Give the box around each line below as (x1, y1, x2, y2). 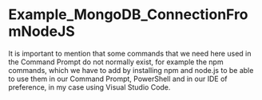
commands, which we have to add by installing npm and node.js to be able (8, 65, 254, 75)
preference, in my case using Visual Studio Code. (8, 82, 171, 92)
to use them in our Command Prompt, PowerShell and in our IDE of (8, 74, 228, 83)
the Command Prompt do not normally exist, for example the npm (8, 57, 224, 67)
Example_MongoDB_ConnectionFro (8, 6, 248, 24)
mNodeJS (8, 22, 76, 40)
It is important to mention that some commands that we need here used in (8, 48, 252, 58)
